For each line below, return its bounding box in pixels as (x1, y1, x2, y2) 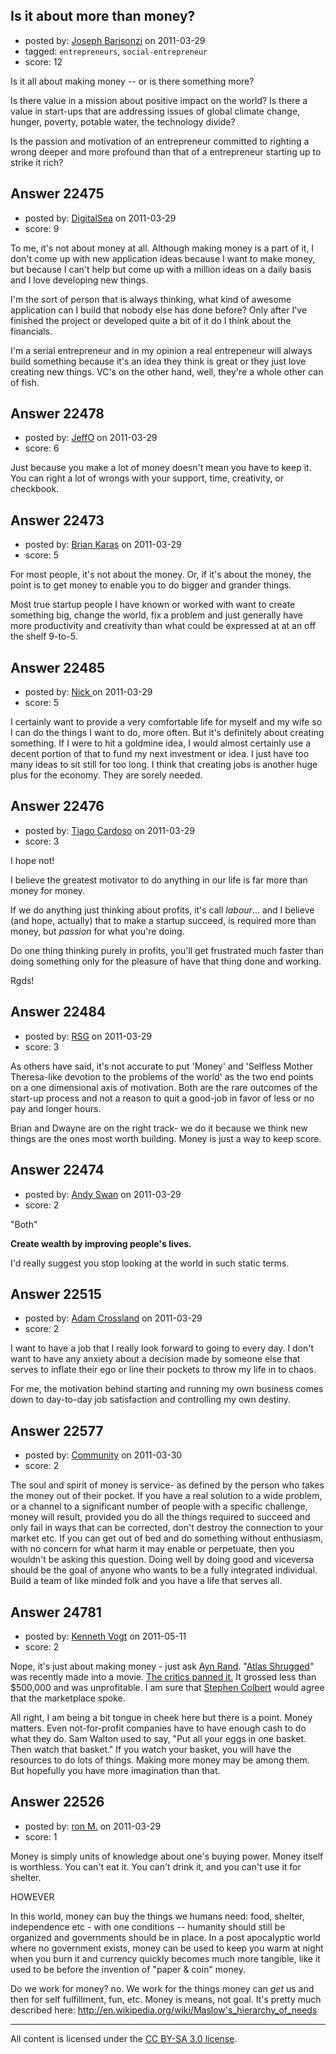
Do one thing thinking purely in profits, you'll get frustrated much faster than (10, 944, 325, 956)
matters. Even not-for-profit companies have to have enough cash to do (10, 1722, 307, 1734)
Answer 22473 (10, 512, 105, 529)
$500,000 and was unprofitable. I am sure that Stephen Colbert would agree (10, 1681, 325, 1693)
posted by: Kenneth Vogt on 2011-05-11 (24, 1630, 187, 1642)
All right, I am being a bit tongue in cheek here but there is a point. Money (10, 1711, 313, 1723)
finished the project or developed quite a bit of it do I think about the (10, 314, 292, 326)
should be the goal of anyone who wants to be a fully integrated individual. (10, 1564, 318, 1576)
